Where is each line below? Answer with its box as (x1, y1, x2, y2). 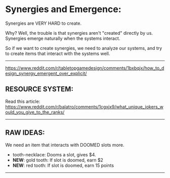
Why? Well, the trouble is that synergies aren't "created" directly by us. (5, 30, 153, 36)
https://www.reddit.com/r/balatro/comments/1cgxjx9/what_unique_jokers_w (5, 103, 163, 109)
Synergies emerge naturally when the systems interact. (5, 35, 120, 41)
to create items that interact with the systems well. (5, 50, 110, 56)
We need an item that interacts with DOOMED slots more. (5, 142, 125, 148)
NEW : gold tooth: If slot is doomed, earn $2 (12, 157, 104, 163)
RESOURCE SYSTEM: (5, 85, 73, 94)
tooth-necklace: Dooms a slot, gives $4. (12, 151, 96, 157)
